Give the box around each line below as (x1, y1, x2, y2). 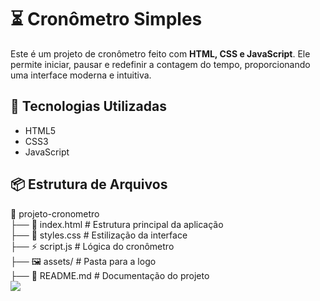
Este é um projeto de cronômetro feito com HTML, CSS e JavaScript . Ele (10, 47, 311, 60)
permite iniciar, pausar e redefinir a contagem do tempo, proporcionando (10, 58, 311, 70)
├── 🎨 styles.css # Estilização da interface (10, 229, 188, 241)
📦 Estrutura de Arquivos (10, 176, 168, 193)
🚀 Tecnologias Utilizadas (10, 98, 167, 115)
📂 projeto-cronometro (10, 207, 100, 220)
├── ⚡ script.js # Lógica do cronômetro (10, 240, 175, 252)
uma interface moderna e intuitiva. (10, 69, 152, 81)
